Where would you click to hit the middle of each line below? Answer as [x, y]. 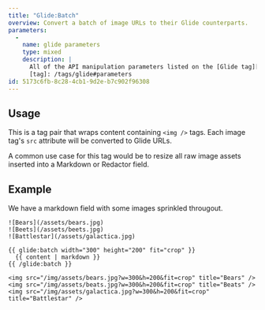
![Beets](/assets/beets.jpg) [56, 230]
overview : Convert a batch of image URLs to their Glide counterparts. [128, 23]
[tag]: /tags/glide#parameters [80, 74]
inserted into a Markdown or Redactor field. [79, 164]
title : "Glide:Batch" [44, 15]
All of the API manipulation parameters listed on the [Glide [133, 67]
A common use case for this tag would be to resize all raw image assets [125, 156]
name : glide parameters [62, 45]
